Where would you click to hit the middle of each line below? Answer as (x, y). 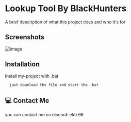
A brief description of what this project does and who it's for (65, 22)
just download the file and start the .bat (54, 85)
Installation (22, 64)
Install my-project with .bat (32, 76)
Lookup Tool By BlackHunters (66, 9)
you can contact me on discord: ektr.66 (44, 115)
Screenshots (25, 37)
